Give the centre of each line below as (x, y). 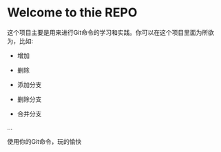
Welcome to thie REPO (72, 13)
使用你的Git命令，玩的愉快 (44, 141)
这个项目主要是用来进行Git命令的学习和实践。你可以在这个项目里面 (102, 32)
